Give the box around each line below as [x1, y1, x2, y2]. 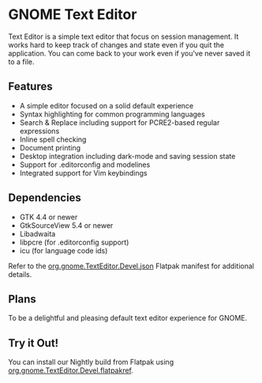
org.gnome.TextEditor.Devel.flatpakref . [8, 366, 134, 375]
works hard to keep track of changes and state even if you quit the [8, 40, 225, 49]
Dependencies [8, 191, 81, 205]
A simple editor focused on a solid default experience [19, 100, 194, 110]
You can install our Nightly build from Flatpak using [8, 358, 174, 367]
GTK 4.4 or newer [19, 212, 78, 222]
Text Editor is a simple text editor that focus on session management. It [8, 32, 239, 41]
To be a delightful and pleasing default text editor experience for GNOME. [8, 313, 248, 323]
